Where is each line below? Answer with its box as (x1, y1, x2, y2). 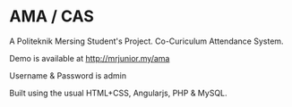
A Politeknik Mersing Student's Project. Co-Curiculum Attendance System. (9, 36, 284, 46)
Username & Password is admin (9, 70, 127, 81)
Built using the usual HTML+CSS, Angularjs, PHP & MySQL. (9, 87, 228, 98)
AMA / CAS (9, 6, 94, 27)
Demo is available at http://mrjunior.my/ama (9, 53, 170, 63)
